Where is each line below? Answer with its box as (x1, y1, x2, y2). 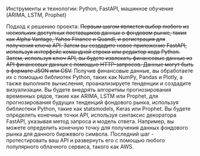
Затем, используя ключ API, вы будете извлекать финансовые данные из (6, 55, 192, 61)
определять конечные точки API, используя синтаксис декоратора (6, 111, 177, 118)
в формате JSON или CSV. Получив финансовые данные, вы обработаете (6, 67, 193, 74)
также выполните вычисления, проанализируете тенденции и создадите (6, 80, 192, 87)
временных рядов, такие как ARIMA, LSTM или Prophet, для (6, 92, 159, 99)
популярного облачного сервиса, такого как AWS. (6, 143, 134, 150)
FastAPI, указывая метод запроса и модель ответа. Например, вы (6, 118, 174, 124)
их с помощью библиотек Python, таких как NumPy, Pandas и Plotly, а (6, 74, 183, 80)
